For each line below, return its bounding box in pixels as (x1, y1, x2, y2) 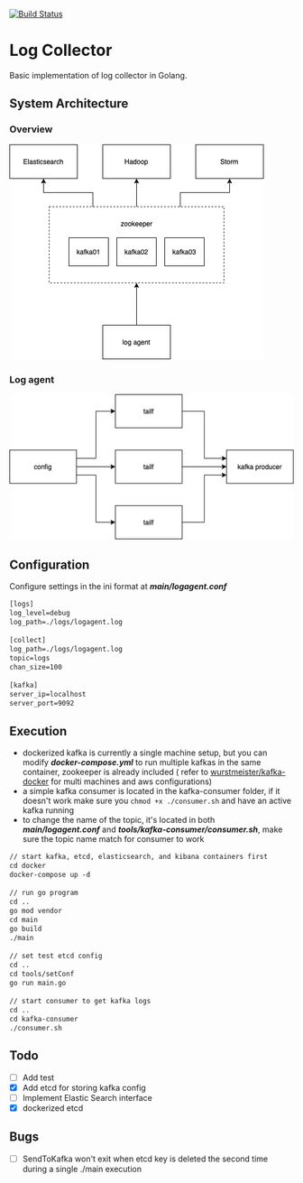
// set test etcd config (9, 951, 103, 960)
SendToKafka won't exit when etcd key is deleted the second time (22, 1153, 269, 1164)
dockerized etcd (22, 1102, 84, 1114)
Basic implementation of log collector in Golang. (9, 69, 188, 80)
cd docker (9, 861, 47, 870)
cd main (9, 915, 39, 924)
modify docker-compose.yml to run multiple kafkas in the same (22, 756, 262, 767)
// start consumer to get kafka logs (9, 996, 151, 1005)
